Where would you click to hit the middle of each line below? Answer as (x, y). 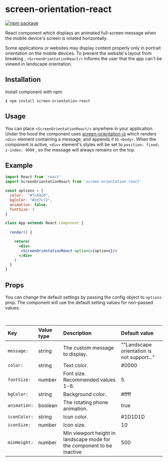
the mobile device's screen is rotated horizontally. (56, 38)
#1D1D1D (133, 416)
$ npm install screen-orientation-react (48, 101)
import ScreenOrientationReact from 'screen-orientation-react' (73, 182)
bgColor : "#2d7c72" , (31, 200)
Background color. (85, 394)
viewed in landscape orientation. (39, 64)
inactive (72, 451)
